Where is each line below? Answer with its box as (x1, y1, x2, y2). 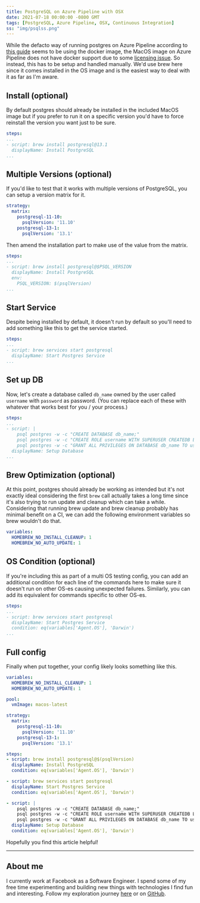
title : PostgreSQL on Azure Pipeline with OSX (6, 8, 124, 15)
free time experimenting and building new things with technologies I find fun (6, 883, 193, 890)
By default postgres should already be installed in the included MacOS (6, 107, 179, 114)
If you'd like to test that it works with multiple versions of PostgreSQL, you (6, 185, 187, 192)
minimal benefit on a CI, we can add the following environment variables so (6, 511, 190, 518)
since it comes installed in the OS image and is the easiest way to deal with (6, 67, 190, 74)
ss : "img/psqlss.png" (6, 25, 60, 32)
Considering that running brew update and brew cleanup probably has (6, 505, 179, 512)
